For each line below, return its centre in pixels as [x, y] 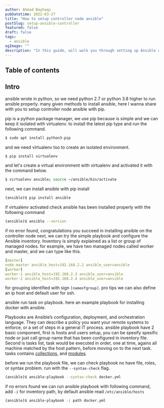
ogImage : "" [17, 46]
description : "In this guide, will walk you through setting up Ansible [81, 50]
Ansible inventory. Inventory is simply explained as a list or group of [73, 241]
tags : [10, 37]
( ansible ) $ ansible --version [36, 221]
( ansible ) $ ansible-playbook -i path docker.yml [55, 401]
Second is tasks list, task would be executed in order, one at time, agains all [81, 343]
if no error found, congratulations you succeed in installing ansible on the [79, 231]
